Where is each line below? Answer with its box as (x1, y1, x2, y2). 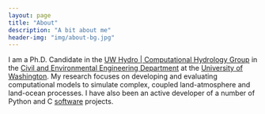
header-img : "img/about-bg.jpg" (8, 33, 115, 42)
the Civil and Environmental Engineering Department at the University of (8, 64, 244, 73)
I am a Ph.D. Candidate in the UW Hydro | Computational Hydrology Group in (8, 55, 258, 64)
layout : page (8, 11, 51, 20)
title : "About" (8, 19, 59, 27)
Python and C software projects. (8, 97, 114, 106)
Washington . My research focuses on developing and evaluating (8, 72, 218, 81)
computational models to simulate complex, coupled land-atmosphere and (8, 80, 251, 90)
